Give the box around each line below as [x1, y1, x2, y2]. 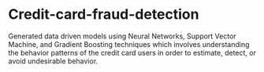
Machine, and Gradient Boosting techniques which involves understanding [8, 39, 250, 49]
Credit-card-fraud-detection [8, 5, 199, 23]
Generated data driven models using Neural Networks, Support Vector [8, 31, 236, 41]
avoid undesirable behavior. [8, 56, 99, 66]
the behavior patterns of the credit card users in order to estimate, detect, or [8, 48, 256, 57]
